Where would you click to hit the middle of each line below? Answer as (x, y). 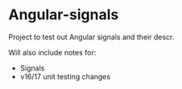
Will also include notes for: (52, 52)
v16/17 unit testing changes (65, 76)
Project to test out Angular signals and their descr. (91, 37)
